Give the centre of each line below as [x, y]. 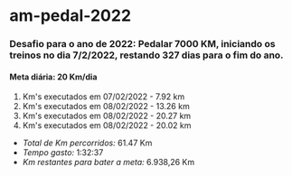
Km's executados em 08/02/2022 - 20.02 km [107, 125]
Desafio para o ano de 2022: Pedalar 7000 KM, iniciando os [142, 44]
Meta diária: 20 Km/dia [53, 77]
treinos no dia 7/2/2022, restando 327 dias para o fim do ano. [146, 55]
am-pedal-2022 [71, 16]
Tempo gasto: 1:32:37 [63, 153]
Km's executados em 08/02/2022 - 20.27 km [107, 116]
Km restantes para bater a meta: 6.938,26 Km [108, 162]
